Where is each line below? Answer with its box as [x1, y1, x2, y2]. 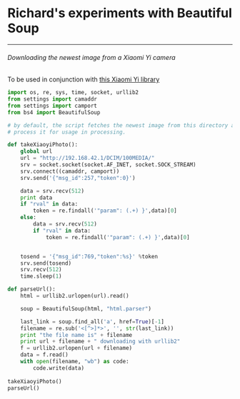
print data [20, 194, 53, 201]
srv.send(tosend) [20, 259, 72, 267]
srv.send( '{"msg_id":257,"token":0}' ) [20, 174, 136, 181]
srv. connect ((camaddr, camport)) [20, 168, 120, 175]
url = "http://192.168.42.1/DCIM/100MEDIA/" [20, 155, 155, 162]
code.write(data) [33, 364, 84, 372]
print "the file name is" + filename [20, 331, 133, 338]
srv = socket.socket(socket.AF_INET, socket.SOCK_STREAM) [20, 161, 196, 168]
